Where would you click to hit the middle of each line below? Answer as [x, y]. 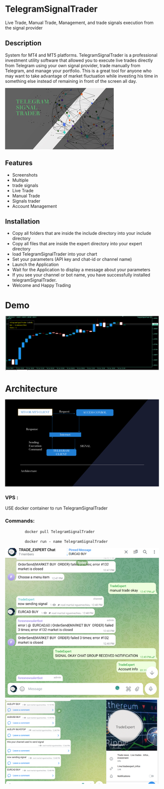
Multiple [20, 180]
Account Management [34, 206]
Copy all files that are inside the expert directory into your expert [77, 244]
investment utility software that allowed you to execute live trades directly [79, 60]
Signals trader [26, 201]
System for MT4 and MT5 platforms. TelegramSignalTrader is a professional [81, 55]
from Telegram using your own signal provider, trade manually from [73, 65]
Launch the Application [35, 265]
